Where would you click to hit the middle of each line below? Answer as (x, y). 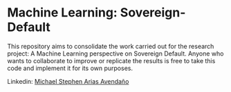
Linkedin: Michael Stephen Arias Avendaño (68, 81)
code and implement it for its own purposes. (70, 68)
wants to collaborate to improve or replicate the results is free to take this (111, 60)
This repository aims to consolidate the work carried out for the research (111, 46)
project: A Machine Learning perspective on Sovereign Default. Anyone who (115, 54)
